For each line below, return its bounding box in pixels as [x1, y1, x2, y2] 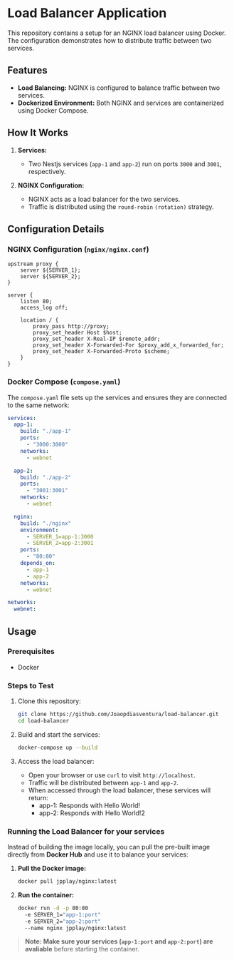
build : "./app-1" [20, 428, 72, 435]
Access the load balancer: [17, 757, 95, 765]
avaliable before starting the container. [24, 945, 140, 954]
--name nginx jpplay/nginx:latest [24, 924, 127, 931]
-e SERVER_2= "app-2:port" [24, 918, 101, 925]
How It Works [7, 127, 69, 139]
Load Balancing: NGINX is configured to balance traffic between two [17, 83, 220, 92]
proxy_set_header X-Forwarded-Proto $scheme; [33, 348, 171, 355]
